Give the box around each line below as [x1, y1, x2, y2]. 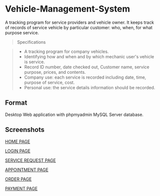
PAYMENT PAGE [5, 185, 38, 191]
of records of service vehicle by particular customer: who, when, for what [5, 24, 153, 30]
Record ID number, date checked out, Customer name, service [24, 64, 150, 70]
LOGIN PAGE [5, 148, 31, 154]
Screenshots [5, 126, 45, 134]
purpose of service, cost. [24, 79, 75, 85]
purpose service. [5, 30, 39, 35]
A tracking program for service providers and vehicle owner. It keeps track [5, 19, 154, 25]
